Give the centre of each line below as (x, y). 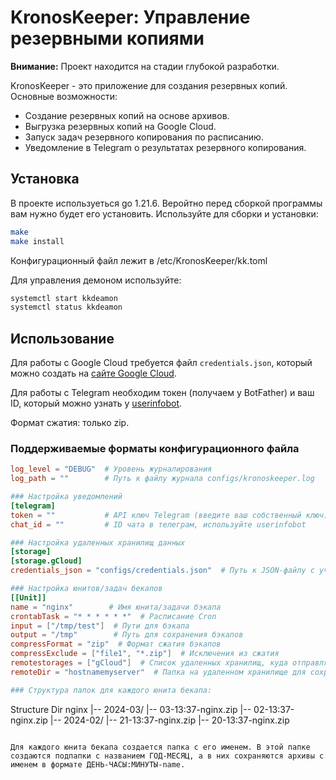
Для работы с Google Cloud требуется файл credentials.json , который (161, 363)
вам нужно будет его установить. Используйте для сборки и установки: (164, 213)
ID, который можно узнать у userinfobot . (96, 403)
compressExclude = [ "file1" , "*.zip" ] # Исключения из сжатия (145, 654)
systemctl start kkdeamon (64, 298)
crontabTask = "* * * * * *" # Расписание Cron (113, 616)
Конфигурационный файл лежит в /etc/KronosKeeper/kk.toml (139, 260)
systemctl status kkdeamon (66, 307)
